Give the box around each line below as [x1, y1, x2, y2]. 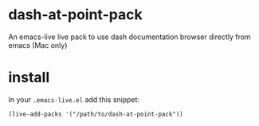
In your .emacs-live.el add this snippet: [8, 94, 140, 104]
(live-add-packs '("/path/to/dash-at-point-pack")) [8, 110, 183, 118]
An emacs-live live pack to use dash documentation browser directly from [8, 32, 251, 41]
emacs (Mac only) [8, 40, 68, 49]
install [8, 69, 50, 87]
